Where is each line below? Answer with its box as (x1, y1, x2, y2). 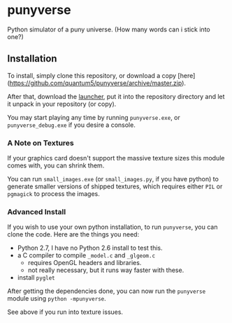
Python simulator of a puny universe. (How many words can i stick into (7, 25, 211, 33)
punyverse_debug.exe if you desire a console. (7, 121, 136, 129)
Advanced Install (7, 206, 66, 216)
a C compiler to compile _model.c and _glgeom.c (17, 251, 156, 260)
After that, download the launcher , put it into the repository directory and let (7, 92, 225, 100)
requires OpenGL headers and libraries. (27, 259, 142, 267)
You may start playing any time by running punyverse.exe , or (7, 113, 180, 121)
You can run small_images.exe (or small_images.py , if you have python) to (7, 175, 219, 183)
